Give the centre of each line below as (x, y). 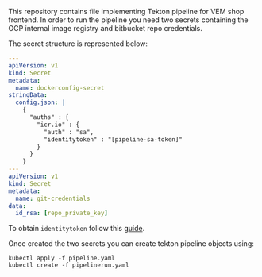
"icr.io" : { (58, 125)
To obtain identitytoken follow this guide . (77, 229)
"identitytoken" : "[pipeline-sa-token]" (113, 139)
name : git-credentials (53, 198)
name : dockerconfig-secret (60, 88)
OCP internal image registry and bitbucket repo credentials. (105, 28)
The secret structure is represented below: (78, 44)
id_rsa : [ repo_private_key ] (62, 214)
